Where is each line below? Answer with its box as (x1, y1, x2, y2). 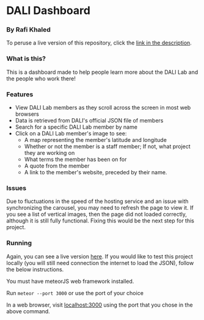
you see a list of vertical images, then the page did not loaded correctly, (6, 211, 188, 218)
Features (6, 90, 34, 98)
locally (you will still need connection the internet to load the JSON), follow (6, 259, 194, 266)
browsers (15, 110, 40, 118)
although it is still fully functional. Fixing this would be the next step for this (6, 217, 194, 224)
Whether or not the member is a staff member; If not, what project (24, 143, 191, 150)
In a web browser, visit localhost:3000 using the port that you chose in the (6, 301, 194, 308)
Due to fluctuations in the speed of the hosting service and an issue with (6, 197, 189, 205)
